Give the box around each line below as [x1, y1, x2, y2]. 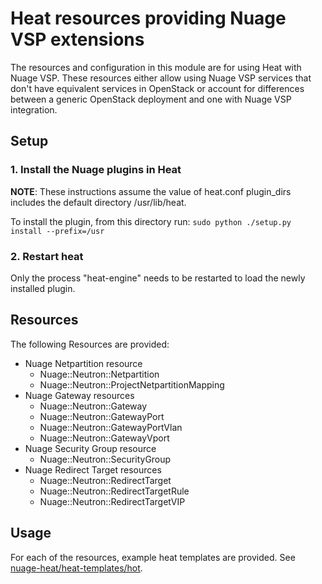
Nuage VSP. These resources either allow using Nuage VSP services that [10, 72, 312, 84]
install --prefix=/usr [10, 226, 105, 236]
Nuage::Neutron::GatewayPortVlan [39, 421, 183, 433]
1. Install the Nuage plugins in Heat [10, 163, 182, 177]
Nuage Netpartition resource [24, 357, 143, 369]
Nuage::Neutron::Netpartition [39, 368, 160, 380]
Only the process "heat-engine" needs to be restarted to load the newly [10, 272, 306, 284]
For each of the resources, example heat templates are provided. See [10, 551, 296, 563]
